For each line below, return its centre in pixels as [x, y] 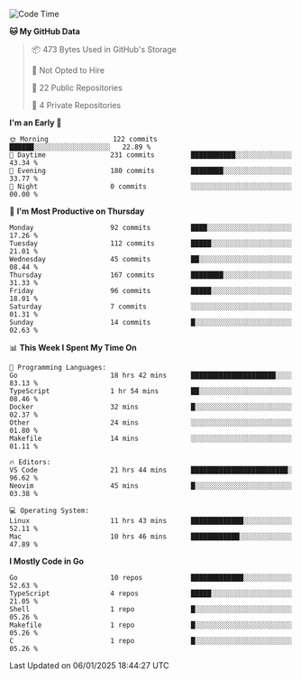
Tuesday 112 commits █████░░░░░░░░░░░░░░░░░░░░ [151, 244]
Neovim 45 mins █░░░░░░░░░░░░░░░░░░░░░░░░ [151, 486]
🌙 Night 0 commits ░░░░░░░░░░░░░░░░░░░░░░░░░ [151, 187]
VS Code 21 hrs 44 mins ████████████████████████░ [151, 470]
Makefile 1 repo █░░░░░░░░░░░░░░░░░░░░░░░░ [151, 625]
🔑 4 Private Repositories [76, 105]
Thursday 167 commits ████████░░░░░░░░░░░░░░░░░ [151, 275]
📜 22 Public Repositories [77, 87]
